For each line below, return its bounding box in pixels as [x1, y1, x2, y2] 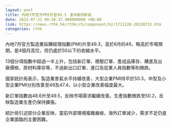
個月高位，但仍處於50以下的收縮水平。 [21, 47, 104, 54]
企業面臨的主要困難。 [5, 116, 50, 122]
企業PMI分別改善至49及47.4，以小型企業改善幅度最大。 [9, 82, 127, 88]
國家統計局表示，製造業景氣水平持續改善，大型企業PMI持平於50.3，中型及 [5, 75, 162, 82]
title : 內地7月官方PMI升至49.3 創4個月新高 [5, 12, 92, 17]
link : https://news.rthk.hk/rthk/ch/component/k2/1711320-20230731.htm [5, 21, 161, 27]
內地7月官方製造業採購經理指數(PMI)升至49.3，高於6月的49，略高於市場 [5, 41, 159, 47]
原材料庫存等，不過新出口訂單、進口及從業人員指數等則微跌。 [23, 65, 154, 71]
